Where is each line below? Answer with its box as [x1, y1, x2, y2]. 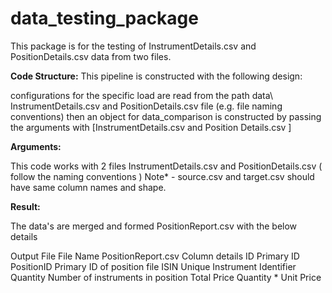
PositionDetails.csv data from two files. [10, 50, 172, 62]
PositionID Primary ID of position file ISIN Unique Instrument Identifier [10, 260, 297, 272]
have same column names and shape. [10, 181, 167, 193]
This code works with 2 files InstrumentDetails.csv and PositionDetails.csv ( [10, 160, 323, 172]
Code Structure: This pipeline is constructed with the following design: [10, 70, 303, 82]
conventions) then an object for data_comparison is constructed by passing [10, 110, 322, 122]
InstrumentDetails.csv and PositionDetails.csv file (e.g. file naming [10, 100, 283, 112]
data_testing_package [10, 7, 199, 30]
